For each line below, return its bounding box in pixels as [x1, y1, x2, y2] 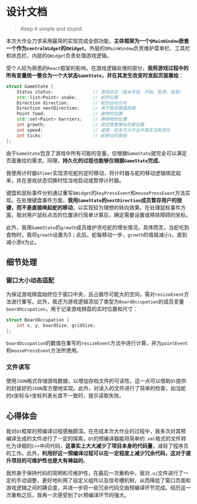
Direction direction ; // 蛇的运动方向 [16, 100, 127, 106]
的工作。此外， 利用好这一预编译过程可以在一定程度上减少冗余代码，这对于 [6, 449, 186, 456]
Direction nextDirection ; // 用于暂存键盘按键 [16, 105, 136, 112]
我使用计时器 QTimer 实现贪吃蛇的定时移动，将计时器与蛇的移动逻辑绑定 [6, 169, 176, 176]
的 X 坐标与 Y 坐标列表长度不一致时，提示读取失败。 [6, 392, 125, 399]
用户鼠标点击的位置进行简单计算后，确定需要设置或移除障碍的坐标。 [26, 211, 191, 218]
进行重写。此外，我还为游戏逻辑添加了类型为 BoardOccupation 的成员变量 [11, 298, 185, 305]
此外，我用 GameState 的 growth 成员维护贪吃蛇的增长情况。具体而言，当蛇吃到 [6, 224, 189, 231]
